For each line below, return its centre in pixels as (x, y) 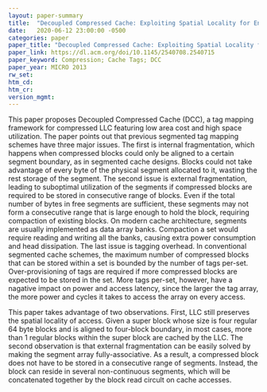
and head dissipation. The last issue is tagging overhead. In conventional (128, 246)
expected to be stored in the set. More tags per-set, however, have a (120, 280)
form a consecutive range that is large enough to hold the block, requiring (129, 212)
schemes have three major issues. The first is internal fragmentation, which (132, 145)
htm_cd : (21, 82)
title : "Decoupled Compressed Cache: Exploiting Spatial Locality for (129, 23)
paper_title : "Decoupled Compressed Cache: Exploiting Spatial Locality (131, 45)
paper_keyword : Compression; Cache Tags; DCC (85, 60)
